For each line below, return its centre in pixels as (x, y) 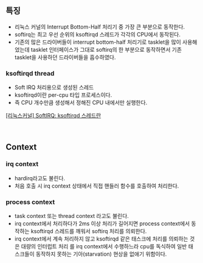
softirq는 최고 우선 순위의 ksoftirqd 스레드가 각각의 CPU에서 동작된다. (97, 34)
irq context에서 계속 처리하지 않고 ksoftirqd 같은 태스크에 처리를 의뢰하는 (101, 239)
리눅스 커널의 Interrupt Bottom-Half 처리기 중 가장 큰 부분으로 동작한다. (100, 27)
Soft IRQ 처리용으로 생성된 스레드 (54, 88)
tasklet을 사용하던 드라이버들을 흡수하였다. (65, 57)
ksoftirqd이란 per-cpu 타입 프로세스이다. (63, 95)
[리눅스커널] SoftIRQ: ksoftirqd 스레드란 (53, 116)
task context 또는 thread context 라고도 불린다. (71, 216)
